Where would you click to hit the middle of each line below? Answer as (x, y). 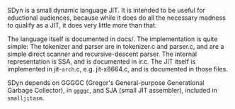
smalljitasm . (26, 98)
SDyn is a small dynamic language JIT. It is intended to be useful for (106, 10)
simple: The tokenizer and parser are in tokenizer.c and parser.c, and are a (116, 46)
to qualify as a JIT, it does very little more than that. (82, 25)
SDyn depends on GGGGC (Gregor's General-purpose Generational (106, 83)
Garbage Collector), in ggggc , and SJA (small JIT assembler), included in (112, 90)
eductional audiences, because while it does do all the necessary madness (117, 18)
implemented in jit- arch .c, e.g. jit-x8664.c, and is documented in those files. (117, 69)
